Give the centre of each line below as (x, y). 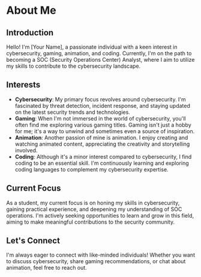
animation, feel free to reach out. (46, 268)
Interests (23, 85)
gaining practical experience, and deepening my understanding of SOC (94, 209)
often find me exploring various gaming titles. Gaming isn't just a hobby (103, 125)
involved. (26, 150)
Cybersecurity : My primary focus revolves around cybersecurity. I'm (100, 99)
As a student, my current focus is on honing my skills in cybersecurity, (93, 203)
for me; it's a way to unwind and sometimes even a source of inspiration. (105, 131)
